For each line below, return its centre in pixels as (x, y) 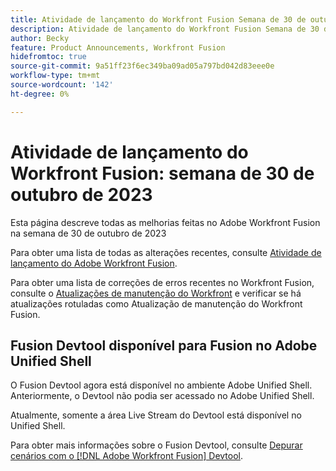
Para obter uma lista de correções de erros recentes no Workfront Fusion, (162, 282)
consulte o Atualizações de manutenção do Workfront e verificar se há (156, 293)
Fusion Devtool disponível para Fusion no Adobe (164, 345)
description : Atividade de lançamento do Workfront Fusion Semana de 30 (165, 29)
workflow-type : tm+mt (55, 76)
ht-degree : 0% (40, 94)
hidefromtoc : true (48, 57)
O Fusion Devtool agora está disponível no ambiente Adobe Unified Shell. (161, 385)
